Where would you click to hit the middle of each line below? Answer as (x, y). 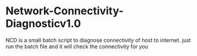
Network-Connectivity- (65, 11)
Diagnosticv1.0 (43, 24)
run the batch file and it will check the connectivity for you (77, 46)
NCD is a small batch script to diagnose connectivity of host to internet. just (98, 40)
